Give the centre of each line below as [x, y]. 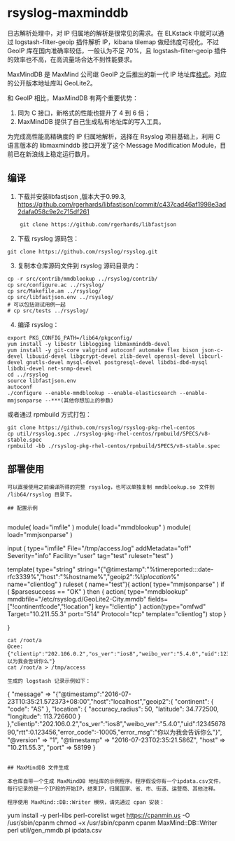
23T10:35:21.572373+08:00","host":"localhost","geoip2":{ [90, 701]
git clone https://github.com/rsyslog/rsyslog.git [83, 251]
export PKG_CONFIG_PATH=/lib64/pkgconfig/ [70, 338]
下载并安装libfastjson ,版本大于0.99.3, [71, 196]
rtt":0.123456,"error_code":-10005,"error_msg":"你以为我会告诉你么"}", [120, 732]
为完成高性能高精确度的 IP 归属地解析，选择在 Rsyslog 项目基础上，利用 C [114, 136]
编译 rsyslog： [38, 324]
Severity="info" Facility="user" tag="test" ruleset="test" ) [90, 555]
